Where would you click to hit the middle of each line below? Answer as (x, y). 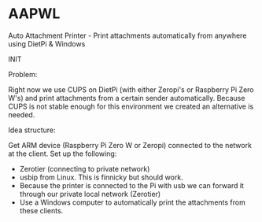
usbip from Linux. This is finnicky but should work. (101, 177)
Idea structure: (32, 130)
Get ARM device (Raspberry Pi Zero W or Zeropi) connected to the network (130, 145)
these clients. (41, 210)
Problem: (23, 74)
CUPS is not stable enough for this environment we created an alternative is (131, 106)
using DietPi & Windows (47, 43)
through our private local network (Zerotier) (90, 194)
